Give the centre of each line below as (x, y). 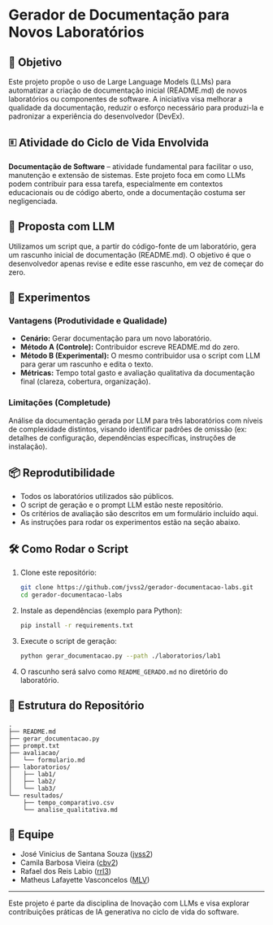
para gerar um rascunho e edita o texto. (87, 364)
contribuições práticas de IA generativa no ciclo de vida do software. (124, 912)
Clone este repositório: (58, 573)
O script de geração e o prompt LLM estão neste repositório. (121, 505)
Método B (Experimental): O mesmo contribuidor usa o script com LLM (140, 356)
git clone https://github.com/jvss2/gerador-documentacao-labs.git (136, 588)
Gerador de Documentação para (119, 15)
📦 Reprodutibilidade (62, 473)
